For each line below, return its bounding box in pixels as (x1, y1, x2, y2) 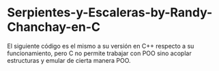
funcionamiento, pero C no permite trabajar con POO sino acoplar (7, 49, 192, 57)
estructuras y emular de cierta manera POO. (7, 56, 131, 64)
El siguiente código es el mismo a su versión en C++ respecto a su (7, 42, 194, 50)
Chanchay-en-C (7, 19, 101, 35)
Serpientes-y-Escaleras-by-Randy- (7, 5, 213, 20)
